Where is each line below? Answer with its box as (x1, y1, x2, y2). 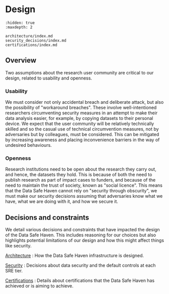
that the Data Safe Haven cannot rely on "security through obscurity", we (5, 188, 157, 194)
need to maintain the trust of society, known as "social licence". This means (5, 182, 163, 188)
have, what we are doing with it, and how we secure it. (5, 198, 119, 204)
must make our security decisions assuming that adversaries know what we (5, 193, 163, 199)
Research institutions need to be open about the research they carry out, (5, 166, 156, 173)
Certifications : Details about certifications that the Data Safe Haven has (5, 277, 155, 284)
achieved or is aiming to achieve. (5, 283, 74, 289)
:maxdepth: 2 (5, 24, 33, 30)
